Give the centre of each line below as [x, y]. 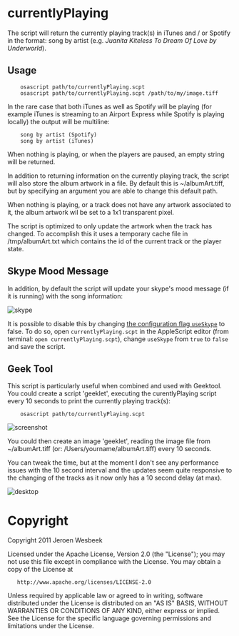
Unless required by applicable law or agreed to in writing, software [105, 596]
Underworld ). [27, 48]
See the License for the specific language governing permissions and [110, 618]
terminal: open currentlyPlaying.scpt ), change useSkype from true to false [118, 339]
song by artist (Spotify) [59, 135]
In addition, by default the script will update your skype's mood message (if [118, 288]
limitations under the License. [51, 626]
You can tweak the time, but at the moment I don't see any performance [113, 463]
